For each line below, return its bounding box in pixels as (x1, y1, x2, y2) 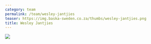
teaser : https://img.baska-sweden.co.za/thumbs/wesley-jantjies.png (5, 16, 147, 21)
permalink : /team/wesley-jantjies (5, 12, 75, 16)
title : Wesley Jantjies (5, 20, 53, 26)
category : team (5, 7, 36, 12)
